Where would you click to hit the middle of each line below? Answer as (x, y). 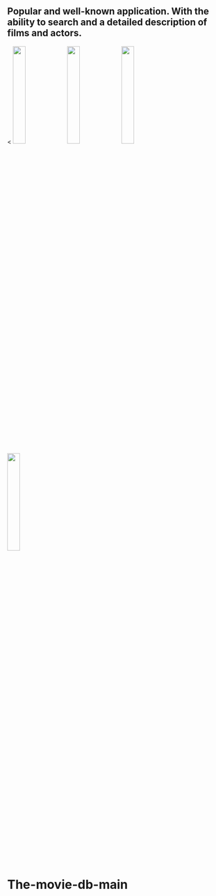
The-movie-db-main (68, 885)
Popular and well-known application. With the (108, 11)
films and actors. (44, 33)
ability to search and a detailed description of (107, 23)
